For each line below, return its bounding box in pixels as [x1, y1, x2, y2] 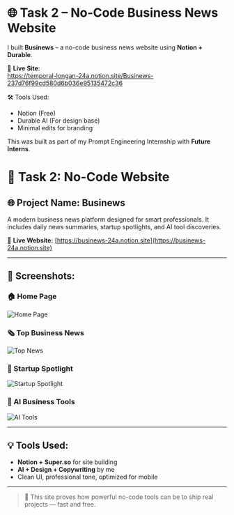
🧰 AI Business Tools [7, 397, 75, 407]
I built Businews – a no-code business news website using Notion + [7, 43, 203, 52]
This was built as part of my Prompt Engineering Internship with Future [7, 137, 211, 146]
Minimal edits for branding [17, 123, 93, 132]
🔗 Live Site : [7, 64, 40, 72]
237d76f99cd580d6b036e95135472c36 [7, 79, 123, 87]
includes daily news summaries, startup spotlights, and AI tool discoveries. [7, 222, 221, 231]
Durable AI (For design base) [17, 116, 100, 125]
